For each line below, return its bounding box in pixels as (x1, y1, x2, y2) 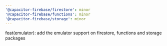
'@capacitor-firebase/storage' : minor (5, 16, 86, 21)
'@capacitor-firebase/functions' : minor (5, 12, 91, 17)
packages (5, 35, 26, 41)
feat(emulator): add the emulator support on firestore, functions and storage (5, 30, 162, 36)
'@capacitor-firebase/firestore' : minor (5, 7, 91, 12)
